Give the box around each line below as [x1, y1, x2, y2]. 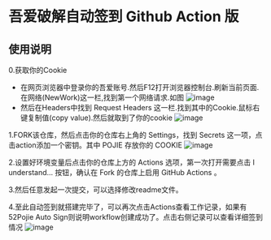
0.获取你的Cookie [8, 66, 68, 75]
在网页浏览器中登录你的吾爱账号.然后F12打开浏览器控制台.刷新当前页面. [20, 83, 260, 92]
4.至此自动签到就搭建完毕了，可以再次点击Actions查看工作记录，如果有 [8, 202, 247, 212]
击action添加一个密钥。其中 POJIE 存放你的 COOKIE [8, 140, 183, 150]
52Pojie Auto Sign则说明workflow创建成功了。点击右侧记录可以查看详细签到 [8, 212, 263, 221]
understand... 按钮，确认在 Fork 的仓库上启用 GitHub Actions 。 [8, 168, 221, 177]
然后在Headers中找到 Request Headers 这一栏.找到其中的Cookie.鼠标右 [20, 103, 260, 112]
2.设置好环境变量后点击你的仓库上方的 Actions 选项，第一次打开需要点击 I [8, 157, 255, 167]
